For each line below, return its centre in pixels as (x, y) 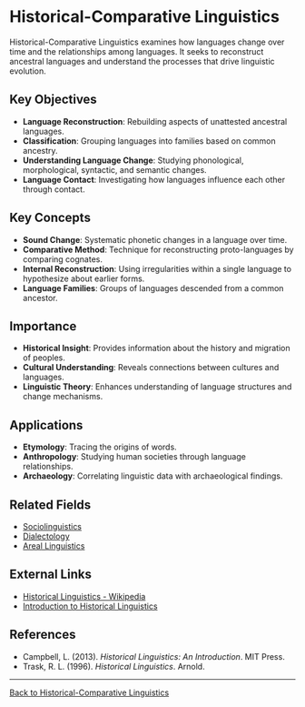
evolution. (28, 71)
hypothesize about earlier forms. (84, 278)
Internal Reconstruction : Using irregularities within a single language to (157, 268)
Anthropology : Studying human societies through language (134, 457)
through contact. (54, 189)
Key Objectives (53, 100)
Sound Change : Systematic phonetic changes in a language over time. (155, 239)
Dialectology (46, 536)
